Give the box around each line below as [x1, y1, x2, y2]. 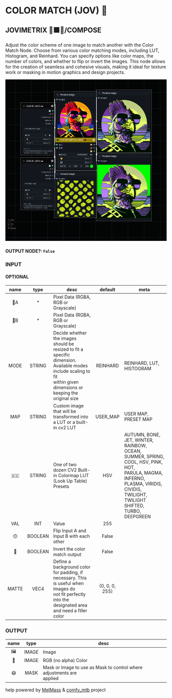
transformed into [53, 413, 89, 420]
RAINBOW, [124, 442, 147, 448]
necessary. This [53, 575, 87, 581]
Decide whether [53, 330, 87, 336]
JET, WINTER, [124, 437, 154, 443]
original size [53, 395, 79, 402]
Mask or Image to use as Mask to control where [42, 665, 143, 670]
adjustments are [42, 670, 77, 676]
